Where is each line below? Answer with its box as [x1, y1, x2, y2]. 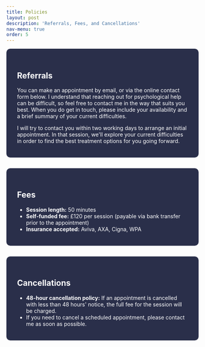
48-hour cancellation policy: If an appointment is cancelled [26, 294, 178, 301]
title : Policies [6, 9, 48, 15]
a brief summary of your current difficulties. [17, 112, 127, 120]
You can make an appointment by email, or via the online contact [17, 86, 180, 93]
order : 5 [6, 32, 29, 38]
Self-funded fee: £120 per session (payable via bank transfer [26, 212, 181, 220]
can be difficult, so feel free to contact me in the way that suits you [17, 99, 185, 107]
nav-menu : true [6, 26, 45, 32]
